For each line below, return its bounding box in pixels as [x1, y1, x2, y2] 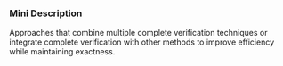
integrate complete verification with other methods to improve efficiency [9, 37, 275, 47]
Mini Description [9, 7, 83, 20]
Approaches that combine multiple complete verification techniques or [9, 28, 268, 38]
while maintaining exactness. [9, 46, 116, 57]
